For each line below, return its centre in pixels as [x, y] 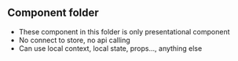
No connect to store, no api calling [74, 40]
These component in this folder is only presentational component [124, 31]
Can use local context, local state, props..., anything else [110, 48]
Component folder [53, 13]
